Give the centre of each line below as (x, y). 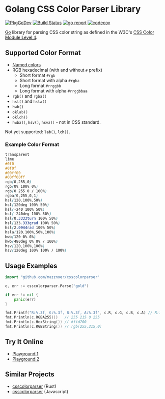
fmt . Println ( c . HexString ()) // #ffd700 (46, 322)
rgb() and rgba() (29, 96)
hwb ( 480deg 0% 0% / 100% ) (31, 241)
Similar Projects (30, 374)
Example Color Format (32, 144)
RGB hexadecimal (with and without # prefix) (57, 70)
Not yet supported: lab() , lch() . (38, 132)
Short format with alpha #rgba (49, 80)
